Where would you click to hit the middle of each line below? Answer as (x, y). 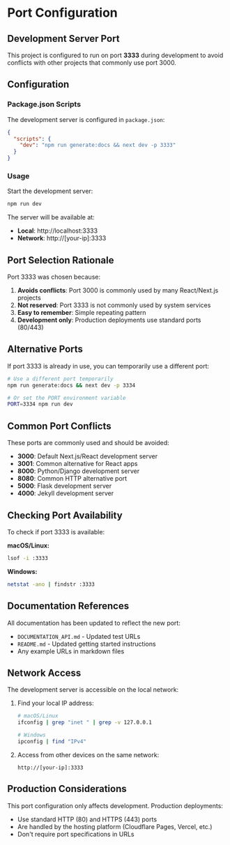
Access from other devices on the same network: (88, 754)
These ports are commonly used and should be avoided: (88, 443)
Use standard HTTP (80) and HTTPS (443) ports (87, 819)
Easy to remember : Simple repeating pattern (82, 313)
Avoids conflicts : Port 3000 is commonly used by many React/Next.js (118, 290)
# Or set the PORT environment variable (67, 398)
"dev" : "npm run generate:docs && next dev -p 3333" (98, 145)
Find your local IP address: (55, 703)
